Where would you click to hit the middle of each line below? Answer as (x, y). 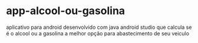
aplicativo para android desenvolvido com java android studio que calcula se (99, 27)
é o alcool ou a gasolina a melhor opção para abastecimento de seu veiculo (98, 33)
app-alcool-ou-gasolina (66, 11)
